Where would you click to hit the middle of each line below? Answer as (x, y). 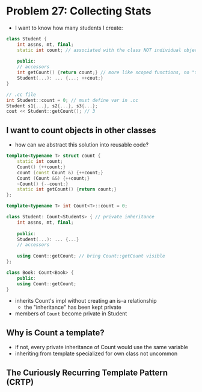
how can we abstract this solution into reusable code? (82, 145)
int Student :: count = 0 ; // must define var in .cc (72, 100)
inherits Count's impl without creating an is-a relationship (86, 301)
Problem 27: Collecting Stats (79, 11)
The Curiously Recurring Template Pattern (87, 372)
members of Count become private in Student (71, 314)
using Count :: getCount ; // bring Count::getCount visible (91, 256)
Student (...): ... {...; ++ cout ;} (60, 78)
